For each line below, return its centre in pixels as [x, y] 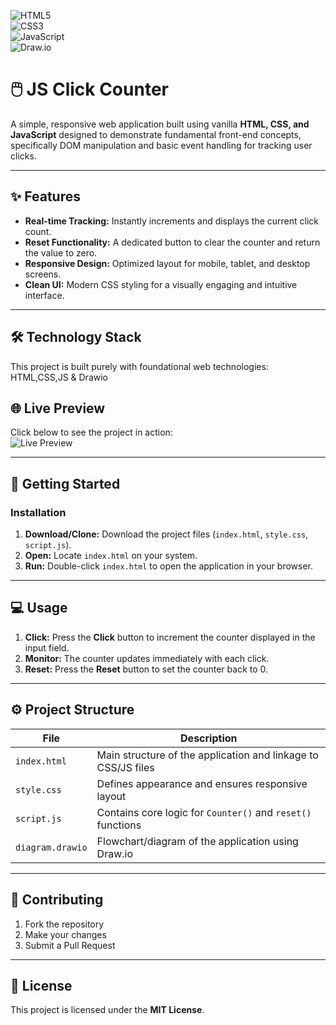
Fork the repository [64, 924]
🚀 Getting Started [65, 483]
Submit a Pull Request [70, 945]
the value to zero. [61, 252]
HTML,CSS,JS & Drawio [59, 377]
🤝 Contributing [57, 900]
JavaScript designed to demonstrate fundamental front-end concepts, [156, 134]
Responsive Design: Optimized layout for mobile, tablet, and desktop [167, 263]
